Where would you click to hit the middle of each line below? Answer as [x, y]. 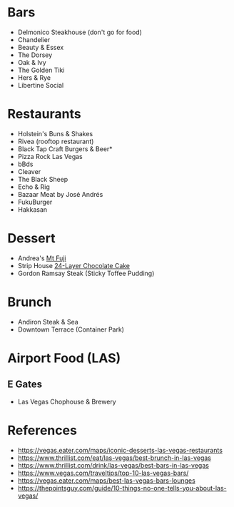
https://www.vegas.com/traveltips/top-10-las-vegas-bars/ [103, 473]
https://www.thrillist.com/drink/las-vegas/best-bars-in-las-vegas [113, 465]
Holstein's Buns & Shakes [55, 133]
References [42, 430]
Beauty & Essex [41, 47]
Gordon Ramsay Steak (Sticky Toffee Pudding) [86, 273]
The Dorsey [35, 55]
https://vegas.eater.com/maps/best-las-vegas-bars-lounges [107, 480]
